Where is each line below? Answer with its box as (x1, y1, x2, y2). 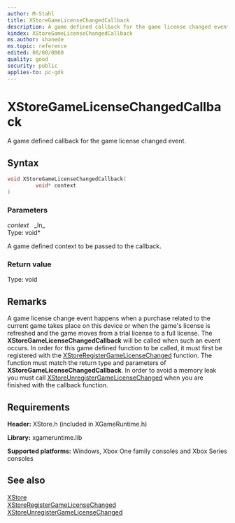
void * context (35, 182, 77, 189)
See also (7, 475, 45, 487)
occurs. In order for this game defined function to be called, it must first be (7, 344, 222, 352)
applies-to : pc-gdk (7, 69, 64, 76)
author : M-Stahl (7, 10, 55, 17)
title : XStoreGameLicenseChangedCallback (7, 17, 130, 24)
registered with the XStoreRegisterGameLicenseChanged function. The (7, 351, 212, 360)
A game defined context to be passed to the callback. (7, 242, 162, 250)
